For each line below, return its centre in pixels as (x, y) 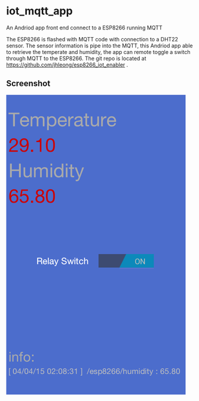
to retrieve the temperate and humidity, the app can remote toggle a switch (98, 52)
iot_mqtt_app (39, 11)
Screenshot (28, 84)
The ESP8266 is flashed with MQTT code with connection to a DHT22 (92, 39)
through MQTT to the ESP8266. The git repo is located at (76, 58)
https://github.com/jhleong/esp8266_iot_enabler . (67, 65)
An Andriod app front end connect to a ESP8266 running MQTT (84, 28)
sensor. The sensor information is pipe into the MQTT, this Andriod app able (99, 46)
